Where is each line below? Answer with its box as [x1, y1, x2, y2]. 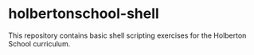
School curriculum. [8, 38, 71, 48]
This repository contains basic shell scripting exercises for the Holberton [8, 31, 247, 40]
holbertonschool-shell [8, 5, 159, 23]
